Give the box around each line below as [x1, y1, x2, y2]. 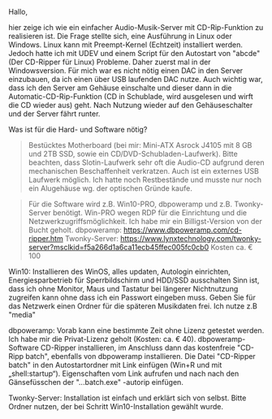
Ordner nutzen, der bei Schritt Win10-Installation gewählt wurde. [8, 402, 223, 411]
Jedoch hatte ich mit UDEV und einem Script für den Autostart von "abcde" [8, 49, 261, 58]
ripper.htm [28, 234, 63, 243]
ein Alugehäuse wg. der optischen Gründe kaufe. [28, 184, 192, 193]
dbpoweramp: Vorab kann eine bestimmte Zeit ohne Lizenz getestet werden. [8, 326, 265, 335]
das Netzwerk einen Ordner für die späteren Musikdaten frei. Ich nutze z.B [8, 301, 257, 311]
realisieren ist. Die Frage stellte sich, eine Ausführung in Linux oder [8, 32, 233, 41]
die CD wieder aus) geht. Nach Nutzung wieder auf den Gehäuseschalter [8, 101, 253, 110]
